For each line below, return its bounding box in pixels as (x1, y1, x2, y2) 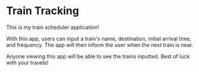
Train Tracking (6, 4, 79, 18)
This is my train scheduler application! (6, 24, 99, 31)
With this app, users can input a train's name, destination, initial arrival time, (6, 35, 192, 42)
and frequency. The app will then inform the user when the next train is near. (6, 41, 194, 48)
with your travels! (6, 59, 49, 66)
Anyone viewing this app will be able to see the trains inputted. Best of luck (6, 53, 190, 60)
